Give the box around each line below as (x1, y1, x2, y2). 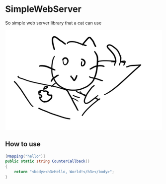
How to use (5, 140, 41, 148)
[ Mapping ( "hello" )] (5, 154, 46, 159)
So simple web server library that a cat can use (5, 20, 102, 26)
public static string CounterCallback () (5, 159, 90, 164)
